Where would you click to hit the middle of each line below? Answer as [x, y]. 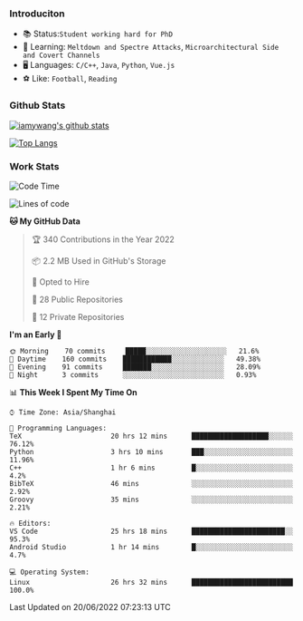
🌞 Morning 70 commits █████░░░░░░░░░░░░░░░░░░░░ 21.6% [134, 351]
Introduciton [37, 14]
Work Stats [34, 166]
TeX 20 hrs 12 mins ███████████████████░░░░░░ [151, 436]
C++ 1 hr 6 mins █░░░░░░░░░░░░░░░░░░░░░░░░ [151, 468]
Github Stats [38, 105]
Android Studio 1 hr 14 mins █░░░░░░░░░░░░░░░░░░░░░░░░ [151, 547]
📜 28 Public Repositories [77, 299]
